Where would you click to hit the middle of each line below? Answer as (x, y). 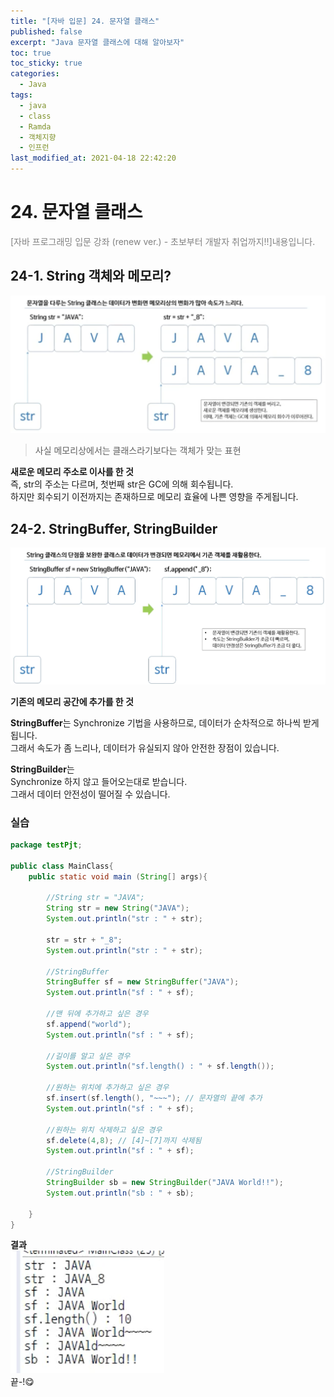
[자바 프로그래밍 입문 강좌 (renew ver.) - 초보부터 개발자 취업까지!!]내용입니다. (163, 241)
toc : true (31, 53)
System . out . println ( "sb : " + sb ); (120, 1193)
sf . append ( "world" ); (89, 1024)
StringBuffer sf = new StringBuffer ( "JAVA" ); (143, 982)
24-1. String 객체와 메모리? (91, 276)
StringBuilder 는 (42, 769)
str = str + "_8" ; (84, 940)
